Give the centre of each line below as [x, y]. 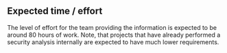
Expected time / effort [55, 11]
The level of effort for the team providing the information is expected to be [112, 27]
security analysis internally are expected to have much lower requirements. [113, 42]
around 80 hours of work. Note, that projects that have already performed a [114, 35]
